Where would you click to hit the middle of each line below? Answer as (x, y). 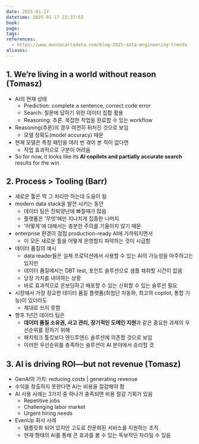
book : (13, 23)
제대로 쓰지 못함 (42, 308)
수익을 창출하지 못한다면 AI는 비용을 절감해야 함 (70, 386)
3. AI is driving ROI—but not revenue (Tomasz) (94, 364)
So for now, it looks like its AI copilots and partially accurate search (98, 156)
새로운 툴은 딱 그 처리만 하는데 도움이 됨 (61, 196)
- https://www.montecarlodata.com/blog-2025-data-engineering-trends (99, 45)
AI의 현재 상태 (31, 99)
